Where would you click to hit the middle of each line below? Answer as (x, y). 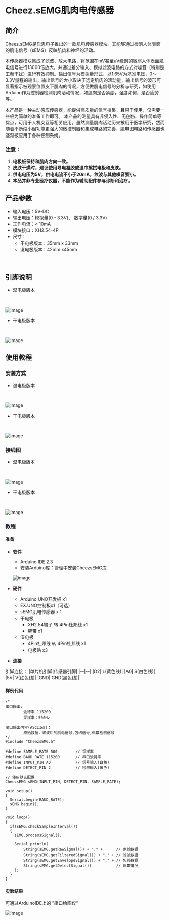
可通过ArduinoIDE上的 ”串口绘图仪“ (42, 903)
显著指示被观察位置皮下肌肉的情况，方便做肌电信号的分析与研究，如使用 (80, 86)
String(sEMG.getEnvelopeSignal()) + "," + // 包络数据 (81, 861)
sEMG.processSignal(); (38, 835)
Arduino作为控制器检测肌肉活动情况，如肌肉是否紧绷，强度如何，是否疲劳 (82, 93)
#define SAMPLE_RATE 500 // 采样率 (50, 752)
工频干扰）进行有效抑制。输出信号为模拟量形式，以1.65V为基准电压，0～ (81, 74)
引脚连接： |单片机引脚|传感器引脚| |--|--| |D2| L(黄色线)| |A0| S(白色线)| (80, 672)
